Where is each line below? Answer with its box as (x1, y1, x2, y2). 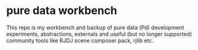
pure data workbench (6, 4, 118, 18)
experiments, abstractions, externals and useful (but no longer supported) (6, 30, 193, 37)
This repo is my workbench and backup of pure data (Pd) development (6, 24, 185, 31)
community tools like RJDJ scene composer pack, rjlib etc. (6, 37, 154, 44)
